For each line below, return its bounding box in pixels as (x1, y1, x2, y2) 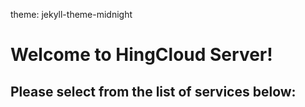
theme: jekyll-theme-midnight (10, 9, 133, 20)
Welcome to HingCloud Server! (10, 44, 273, 66)
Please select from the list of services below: (10, 83, 297, 100)
